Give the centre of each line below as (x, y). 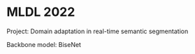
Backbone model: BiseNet (44, 44)
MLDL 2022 (41, 12)
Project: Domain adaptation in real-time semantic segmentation (97, 31)
